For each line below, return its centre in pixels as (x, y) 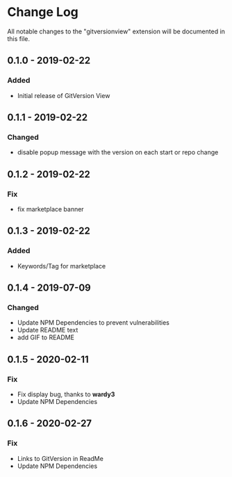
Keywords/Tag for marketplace (61, 266)
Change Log (43, 12)
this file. (18, 38)
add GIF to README (46, 337)
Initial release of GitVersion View (64, 95)
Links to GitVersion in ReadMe (60, 458)
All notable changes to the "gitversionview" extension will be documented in (116, 31)
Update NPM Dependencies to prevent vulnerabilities (93, 323)
